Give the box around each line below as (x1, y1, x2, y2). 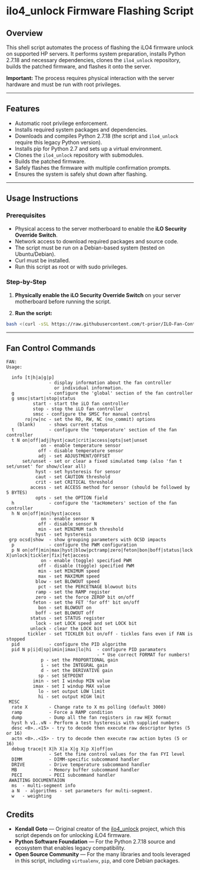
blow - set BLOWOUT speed (35, 579, 100, 585)
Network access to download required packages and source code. (14, 237, 179, 245)
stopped (6, 636, 26, 642)
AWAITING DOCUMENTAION (8, 777, 65, 784)
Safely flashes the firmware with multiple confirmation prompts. (14, 164, 171, 171)
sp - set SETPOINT (37, 673, 84, 679)
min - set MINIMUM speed (37, 568, 100, 575)
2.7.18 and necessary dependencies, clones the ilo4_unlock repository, (6, 57, 181, 63)
